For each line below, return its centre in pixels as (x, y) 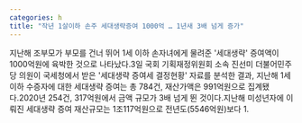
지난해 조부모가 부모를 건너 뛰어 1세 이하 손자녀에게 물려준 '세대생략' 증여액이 (144, 53)
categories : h (36, 18)
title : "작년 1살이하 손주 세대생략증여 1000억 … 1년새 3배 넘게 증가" (127, 26)
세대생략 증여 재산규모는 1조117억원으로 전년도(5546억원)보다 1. (137, 109)
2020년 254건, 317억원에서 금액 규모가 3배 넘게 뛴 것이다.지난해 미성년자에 (151, 97)
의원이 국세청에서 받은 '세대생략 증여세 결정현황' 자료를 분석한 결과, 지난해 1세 (155, 75)
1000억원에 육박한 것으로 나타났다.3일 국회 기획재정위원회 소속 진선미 (132, 64)
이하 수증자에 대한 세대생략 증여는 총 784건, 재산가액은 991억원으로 (128, 86)
